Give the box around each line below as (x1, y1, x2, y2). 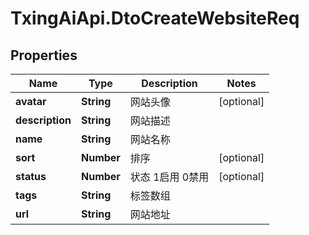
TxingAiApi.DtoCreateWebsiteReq (10, 7, 300, 30)
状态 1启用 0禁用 (129, 170, 210, 184)
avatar (15, 95, 47, 108)
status (15, 170, 47, 183)
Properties (10, 47, 78, 64)
